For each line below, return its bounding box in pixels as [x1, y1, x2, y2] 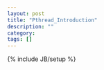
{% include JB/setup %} [7, 55, 76, 63]
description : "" [7, 23, 54, 30]
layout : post [7, 10, 45, 17]
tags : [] [7, 36, 33, 43]
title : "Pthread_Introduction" [7, 17, 98, 24]
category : [7, 29, 36, 37]
